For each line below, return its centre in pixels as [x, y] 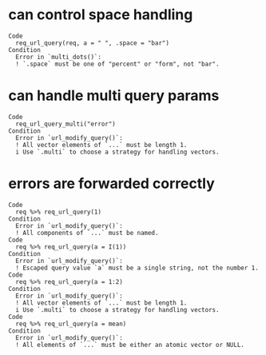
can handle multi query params [114, 96]
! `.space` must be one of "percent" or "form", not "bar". [117, 64]
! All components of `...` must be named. [87, 233]
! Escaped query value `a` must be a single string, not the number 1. [137, 268]
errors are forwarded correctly [112, 183]
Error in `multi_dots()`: [59, 57]
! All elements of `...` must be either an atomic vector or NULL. [130, 345]
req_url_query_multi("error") [66, 124]
